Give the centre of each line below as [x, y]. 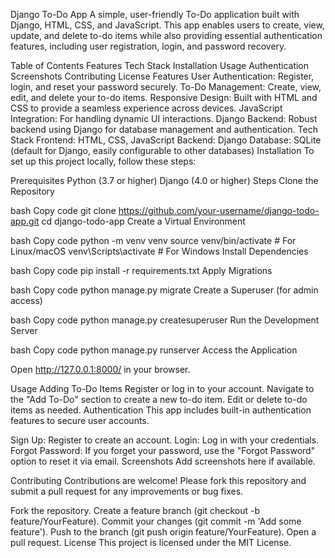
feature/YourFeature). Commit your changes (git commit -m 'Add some [156, 521]
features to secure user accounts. [80, 420]
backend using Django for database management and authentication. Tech [164, 129]
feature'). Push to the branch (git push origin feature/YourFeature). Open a [163, 532]
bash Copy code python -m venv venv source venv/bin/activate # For [153, 240]
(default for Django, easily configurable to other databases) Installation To [162, 150]
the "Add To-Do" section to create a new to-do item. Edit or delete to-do [159, 399]
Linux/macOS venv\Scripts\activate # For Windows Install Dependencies [159, 251]
